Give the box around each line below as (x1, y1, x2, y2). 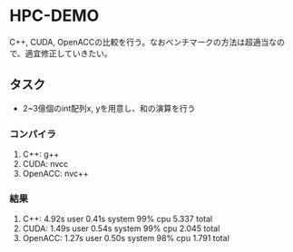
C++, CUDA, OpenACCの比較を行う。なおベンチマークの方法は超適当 (9, 36, 269, 47)
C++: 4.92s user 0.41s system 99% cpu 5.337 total (22, 214, 213, 225)
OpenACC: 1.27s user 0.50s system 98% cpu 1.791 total (22, 233, 230, 244)
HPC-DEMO (9, 5, 100, 26)
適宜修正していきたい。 (24, 47, 113, 59)
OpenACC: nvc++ (22, 169, 89, 179)
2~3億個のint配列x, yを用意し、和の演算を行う (22, 102, 196, 113)
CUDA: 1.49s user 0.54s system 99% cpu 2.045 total (22, 223, 220, 234)
